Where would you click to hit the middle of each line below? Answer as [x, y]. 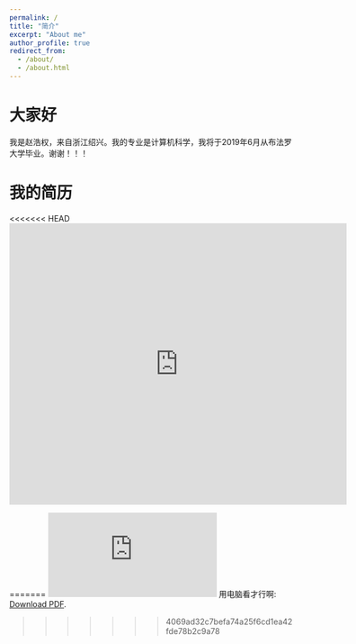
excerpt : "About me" [48, 34]
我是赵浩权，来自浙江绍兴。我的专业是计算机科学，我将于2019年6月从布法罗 [151, 141]
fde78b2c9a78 [193, 630]
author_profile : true [50, 43]
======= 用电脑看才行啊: [143, 594]
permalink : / [34, 18]
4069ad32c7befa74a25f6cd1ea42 [229, 621]
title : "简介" [35, 26]
